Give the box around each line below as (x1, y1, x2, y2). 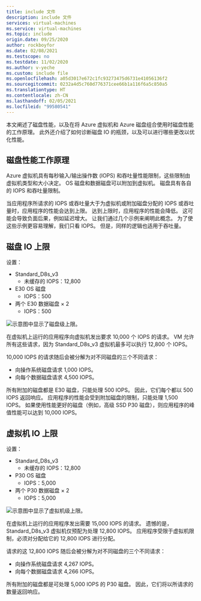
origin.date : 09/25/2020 (6, 37, 68, 43)
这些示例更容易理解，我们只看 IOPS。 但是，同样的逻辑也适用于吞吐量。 (6, 223, 185, 230)
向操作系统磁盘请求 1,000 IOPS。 (14, 366, 97, 374)
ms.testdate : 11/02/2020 (6, 59, 68, 65)
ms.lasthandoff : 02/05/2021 (6, 98, 77, 104)
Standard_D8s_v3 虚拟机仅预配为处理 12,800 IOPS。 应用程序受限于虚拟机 (6, 527, 190, 534)
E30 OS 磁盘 (14, 286, 46, 293)
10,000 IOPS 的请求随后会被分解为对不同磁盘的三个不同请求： (6, 353, 159, 360)
